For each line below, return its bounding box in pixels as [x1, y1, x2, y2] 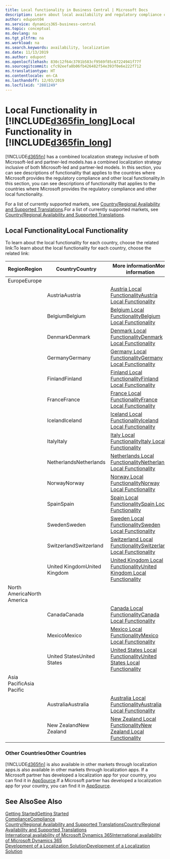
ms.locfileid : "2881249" [5, 82, 58, 88]
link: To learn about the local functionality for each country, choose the [5, 245, 152, 251]
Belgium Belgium [47, 313, 86, 320]
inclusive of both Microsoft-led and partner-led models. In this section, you [5, 164, 161, 170]
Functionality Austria [110, 292, 158, 299]
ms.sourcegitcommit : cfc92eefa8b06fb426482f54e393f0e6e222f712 [5, 64, 142, 69]
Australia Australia [47, 701, 89, 708]
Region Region [8, 266, 42, 273]
